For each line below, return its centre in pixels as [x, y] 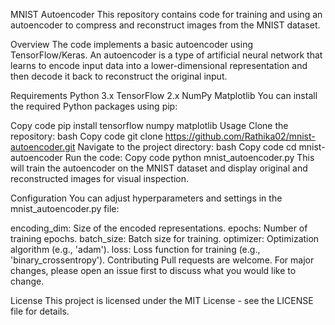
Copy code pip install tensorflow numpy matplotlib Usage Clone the [149, 125]
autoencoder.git [43, 147]
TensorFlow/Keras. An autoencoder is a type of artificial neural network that [166, 55]
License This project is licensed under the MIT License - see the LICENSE [162, 300]
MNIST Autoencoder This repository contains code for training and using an [166, 14]
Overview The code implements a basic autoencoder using [131, 44]
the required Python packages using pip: [94, 106]
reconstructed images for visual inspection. [100, 178]
